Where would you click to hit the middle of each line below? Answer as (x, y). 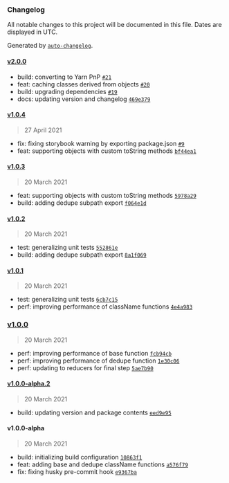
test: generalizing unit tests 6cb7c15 (67, 300)
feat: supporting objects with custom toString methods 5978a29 (107, 195)
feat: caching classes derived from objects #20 (83, 84)
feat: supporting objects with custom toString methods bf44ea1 (107, 151)
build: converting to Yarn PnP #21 (64, 77)
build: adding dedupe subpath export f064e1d (82, 203)
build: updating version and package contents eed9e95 (94, 412)
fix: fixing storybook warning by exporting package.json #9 (101, 143)
